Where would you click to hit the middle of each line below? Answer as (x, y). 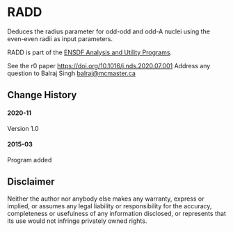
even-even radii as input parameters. (60, 38)
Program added (30, 160)
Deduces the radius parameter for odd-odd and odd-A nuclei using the (109, 31)
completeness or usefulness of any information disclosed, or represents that (116, 213)
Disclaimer (31, 182)
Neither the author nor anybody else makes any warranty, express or (106, 199)
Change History (42, 95)
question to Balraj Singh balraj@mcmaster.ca (71, 73)
